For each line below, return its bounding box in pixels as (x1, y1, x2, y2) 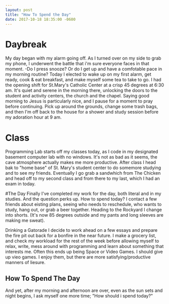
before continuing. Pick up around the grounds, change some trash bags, (5, 104, 158, 110)
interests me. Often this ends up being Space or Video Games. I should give (5, 248, 163, 255)
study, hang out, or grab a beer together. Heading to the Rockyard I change (5, 207, 162, 213)
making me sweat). (5, 218, 45, 224)
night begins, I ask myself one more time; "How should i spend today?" (5, 293, 153, 299)
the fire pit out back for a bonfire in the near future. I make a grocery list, (5, 233, 156, 239)
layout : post (5, 7, 33, 13)
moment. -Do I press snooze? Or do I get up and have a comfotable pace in (5, 66, 162, 72)
